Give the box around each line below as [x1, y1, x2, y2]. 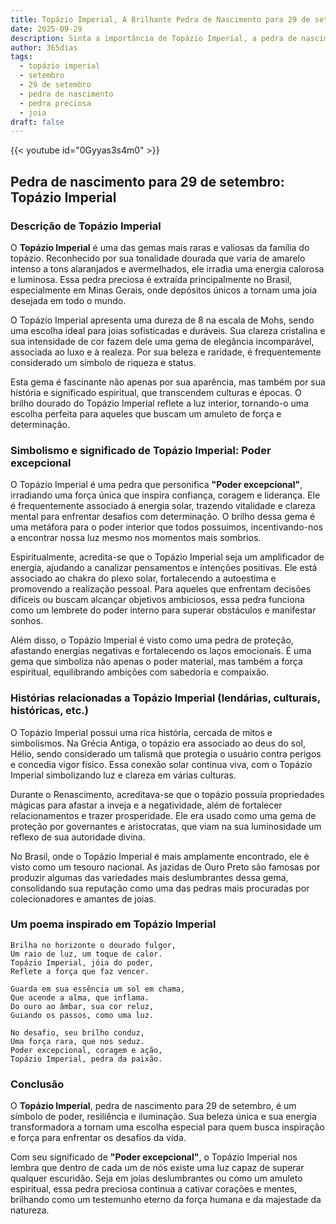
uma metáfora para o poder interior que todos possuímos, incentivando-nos [10, 521, 324, 533]
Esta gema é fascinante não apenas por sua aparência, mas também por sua [10, 376, 326, 388]
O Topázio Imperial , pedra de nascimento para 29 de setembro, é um [10, 1100, 297, 1112]
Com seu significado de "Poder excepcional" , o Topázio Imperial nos [10, 1151, 298, 1163]
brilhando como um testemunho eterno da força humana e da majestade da [10, 1194, 322, 1206]
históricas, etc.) [10, 704, 89, 718]
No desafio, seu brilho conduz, [10, 1027, 145, 1038]
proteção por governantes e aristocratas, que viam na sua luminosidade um [10, 820, 322, 832]
